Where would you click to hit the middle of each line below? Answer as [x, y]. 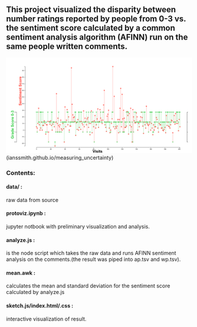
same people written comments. [67, 47]
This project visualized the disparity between [91, 10]
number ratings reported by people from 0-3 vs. [96, 19]
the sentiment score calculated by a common [91, 28]
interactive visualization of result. [46, 319]
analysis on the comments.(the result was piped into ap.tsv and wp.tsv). [93, 259]
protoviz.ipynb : [26, 213]
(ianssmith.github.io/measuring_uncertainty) [60, 157]
